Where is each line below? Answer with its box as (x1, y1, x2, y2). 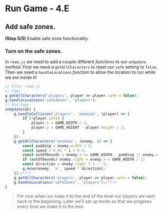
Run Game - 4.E (5, 3, 70, 14)
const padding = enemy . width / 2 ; (22, 143, 93, 148)
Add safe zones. (5, 23, 56, 31)
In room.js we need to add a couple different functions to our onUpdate (5, 59, 146, 65)
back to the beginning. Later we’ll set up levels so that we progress (17, 198, 152, 204)
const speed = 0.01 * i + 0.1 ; (22, 148, 86, 153)
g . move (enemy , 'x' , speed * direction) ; (22, 166, 106, 171)
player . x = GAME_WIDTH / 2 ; (31, 121, 89, 126)
